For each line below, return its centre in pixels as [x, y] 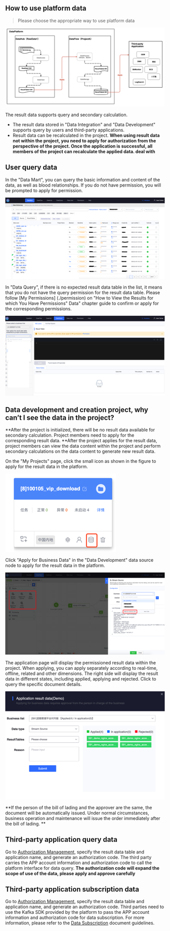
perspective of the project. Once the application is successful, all [82, 146]
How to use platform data [46, 8]
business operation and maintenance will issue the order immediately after [83, 818]
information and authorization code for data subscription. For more [75, 918]
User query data [31, 168]
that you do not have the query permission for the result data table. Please [83, 293]
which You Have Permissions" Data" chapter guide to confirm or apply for [82, 303]
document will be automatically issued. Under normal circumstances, [77, 813]
